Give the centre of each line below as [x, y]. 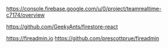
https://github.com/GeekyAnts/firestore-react [62, 27]
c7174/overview [25, 15]
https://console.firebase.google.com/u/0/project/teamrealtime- [84, 9]
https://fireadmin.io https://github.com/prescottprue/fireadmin [83, 38]
